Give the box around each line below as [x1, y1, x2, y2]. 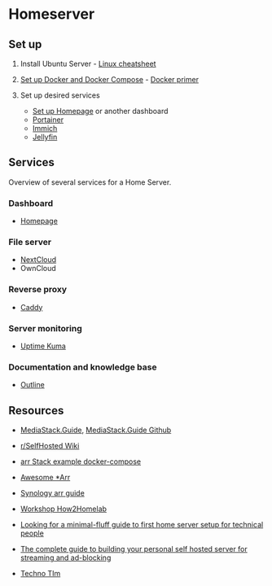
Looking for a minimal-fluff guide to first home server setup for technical [20, 520, 264, 530]
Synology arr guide [20, 488, 86, 498]
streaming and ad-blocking [20, 553, 112, 562]
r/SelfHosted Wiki [20, 441, 80, 451]
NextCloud [20, 255, 57, 265]
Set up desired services [20, 90, 100, 100]
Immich [32, 124, 58, 133]
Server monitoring [8, 322, 83, 334]
